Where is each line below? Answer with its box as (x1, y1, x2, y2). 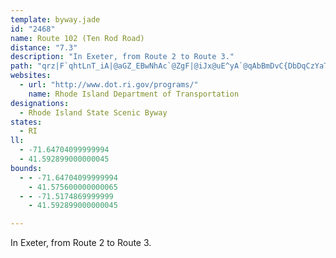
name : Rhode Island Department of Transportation (28, 89, 240, 99)
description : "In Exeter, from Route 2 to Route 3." (10, 52, 235, 62)
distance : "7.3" (10, 42, 78, 53)
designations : (10, 98, 70, 108)
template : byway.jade (10, 14, 101, 25)
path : (10, 61, 33, 71)
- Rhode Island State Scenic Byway (19, 107, 168, 118)
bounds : (10, 163, 43, 173)
